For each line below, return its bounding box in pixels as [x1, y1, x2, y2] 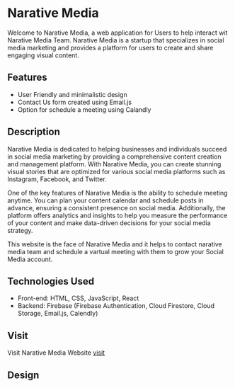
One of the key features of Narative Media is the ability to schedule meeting [7, 188, 228, 197]
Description [7, 126, 60, 138]
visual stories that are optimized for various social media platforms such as [7, 167, 226, 176]
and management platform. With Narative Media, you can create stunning [7, 159, 222, 168]
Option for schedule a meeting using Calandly [17, 105, 151, 114]
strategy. [7, 226, 33, 234]
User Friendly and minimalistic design [17, 90, 127, 98]
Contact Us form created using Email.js [17, 98, 132, 106]
